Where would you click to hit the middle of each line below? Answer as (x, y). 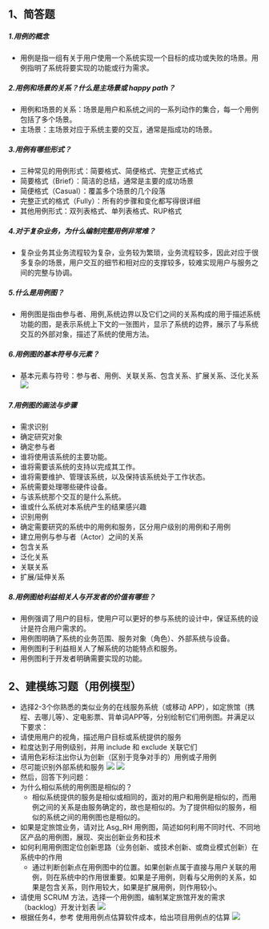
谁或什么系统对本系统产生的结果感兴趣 (83, 507)
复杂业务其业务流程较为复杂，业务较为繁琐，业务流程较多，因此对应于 (136, 253)
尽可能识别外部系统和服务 (62, 766)
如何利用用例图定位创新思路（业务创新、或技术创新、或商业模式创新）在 (139, 847)
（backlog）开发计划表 (58, 907)
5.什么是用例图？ (36, 292)
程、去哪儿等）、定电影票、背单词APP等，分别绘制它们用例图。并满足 (134, 717)
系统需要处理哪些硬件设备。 (66, 487)
